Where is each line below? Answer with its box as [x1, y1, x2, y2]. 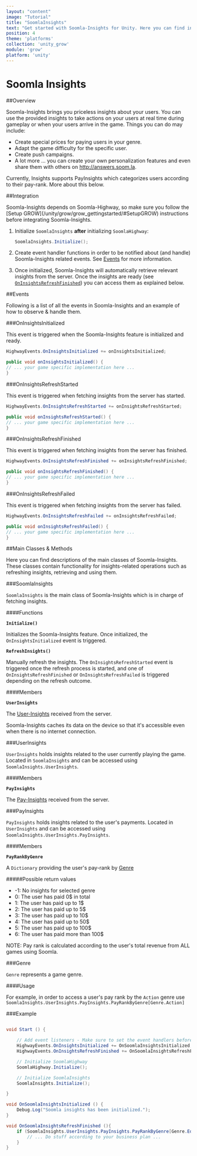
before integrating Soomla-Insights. [6, 216, 92, 223]
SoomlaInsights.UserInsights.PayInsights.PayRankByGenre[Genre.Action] [6, 1000, 185, 1006]
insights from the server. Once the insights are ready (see [14, 273, 154, 280]
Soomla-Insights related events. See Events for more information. [14, 256, 173, 263]
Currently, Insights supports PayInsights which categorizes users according [6, 174, 189, 182]
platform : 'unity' [6, 52, 51, 58]
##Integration [6, 192, 39, 199]
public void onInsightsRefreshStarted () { [6, 414, 111, 420]
